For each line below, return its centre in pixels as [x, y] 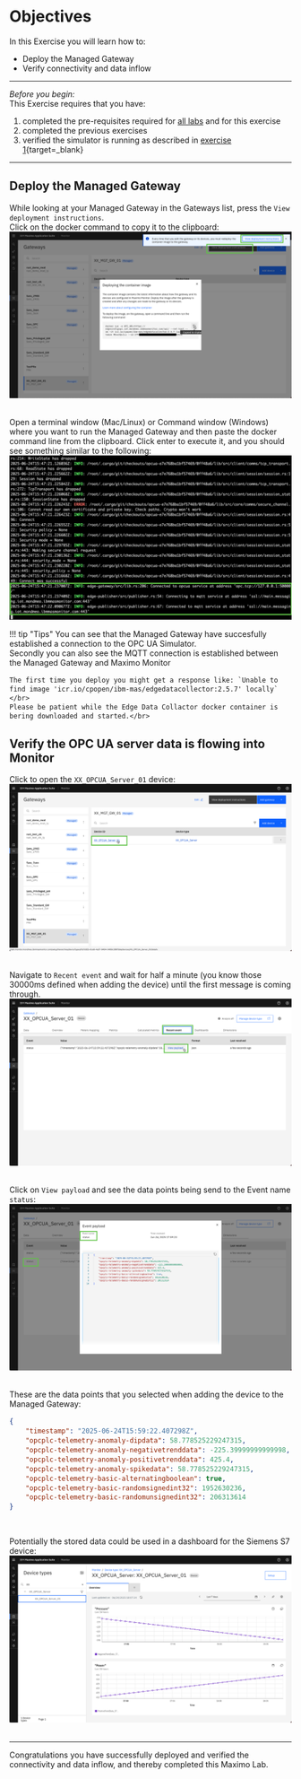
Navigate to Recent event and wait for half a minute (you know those [136, 974]
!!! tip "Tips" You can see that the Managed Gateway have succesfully [138, 634]
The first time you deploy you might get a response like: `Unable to [144, 680]
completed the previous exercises [85, 130]
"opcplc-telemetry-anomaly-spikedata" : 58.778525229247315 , [140, 1469]
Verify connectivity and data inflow [87, 68]
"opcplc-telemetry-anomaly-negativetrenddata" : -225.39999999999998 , [158, 1451]
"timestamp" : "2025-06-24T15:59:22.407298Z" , [112, 1431]
